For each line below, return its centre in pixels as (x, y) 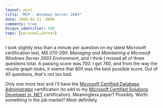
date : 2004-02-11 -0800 (30, 19)
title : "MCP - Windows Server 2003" (43, 15)
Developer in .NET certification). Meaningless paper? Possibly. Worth (76, 94)
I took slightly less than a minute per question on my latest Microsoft (76, 47)
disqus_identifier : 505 (30, 29)
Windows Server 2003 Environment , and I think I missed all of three (75, 58)
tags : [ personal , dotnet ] (31, 33)
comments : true (21, 24)
